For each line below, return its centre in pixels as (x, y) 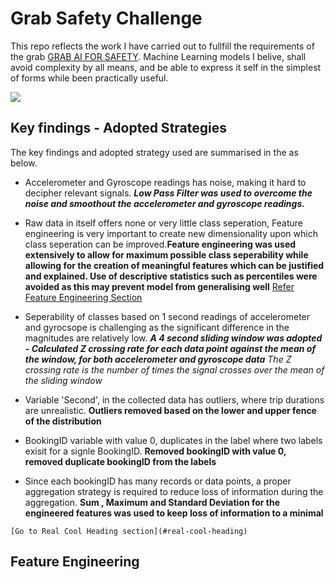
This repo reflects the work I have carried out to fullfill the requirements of (162, 46)
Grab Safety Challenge (106, 18)
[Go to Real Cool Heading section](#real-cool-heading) (129, 531)
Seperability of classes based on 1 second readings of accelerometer (167, 316)
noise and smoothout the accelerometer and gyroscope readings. (164, 203)
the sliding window (63, 380)
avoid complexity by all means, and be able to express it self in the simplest (166, 67)
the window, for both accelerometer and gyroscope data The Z (158, 359)
